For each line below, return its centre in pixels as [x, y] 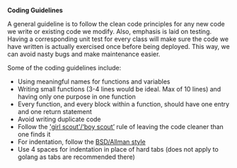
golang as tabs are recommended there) [76, 157]
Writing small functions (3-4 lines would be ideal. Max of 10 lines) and [119, 89]
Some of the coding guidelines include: [64, 68]
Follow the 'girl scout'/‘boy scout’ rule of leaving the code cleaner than [121, 127]
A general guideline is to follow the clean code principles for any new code [116, 24]
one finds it [34, 134]
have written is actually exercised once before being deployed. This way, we [118, 46]
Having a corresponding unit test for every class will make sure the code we [118, 39]
